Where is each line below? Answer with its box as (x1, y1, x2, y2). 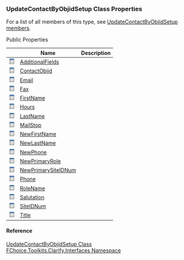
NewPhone (20, 148, 47, 156)
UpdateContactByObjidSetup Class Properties (6, 5, 142, 13)
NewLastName (20, 139, 56, 147)
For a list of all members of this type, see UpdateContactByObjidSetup (6, 18, 178, 26)
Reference (6, 227, 33, 234)
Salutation (20, 193, 45, 201)
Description (81, 49, 111, 57)
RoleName (20, 184, 46, 192)
